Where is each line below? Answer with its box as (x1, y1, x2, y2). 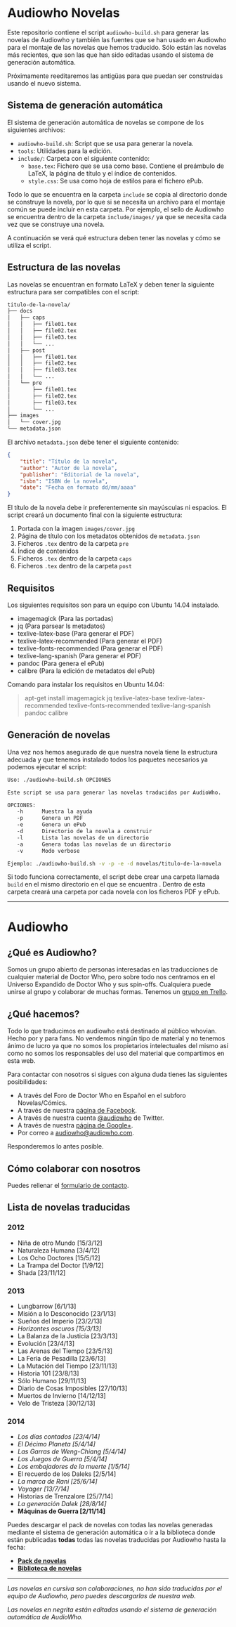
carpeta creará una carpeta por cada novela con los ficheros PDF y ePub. (7, 887, 221, 896)
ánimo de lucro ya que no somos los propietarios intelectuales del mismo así (7, 1042, 228, 1050)
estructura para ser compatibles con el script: (7, 287, 140, 296)
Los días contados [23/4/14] (17, 1432, 100, 1441)
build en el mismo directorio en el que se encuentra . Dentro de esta (7, 880, 206, 889)
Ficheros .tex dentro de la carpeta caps (17, 554, 132, 563)
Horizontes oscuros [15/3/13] (17, 1324, 102, 1333)
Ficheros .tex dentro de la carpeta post (17, 562, 132, 570)
